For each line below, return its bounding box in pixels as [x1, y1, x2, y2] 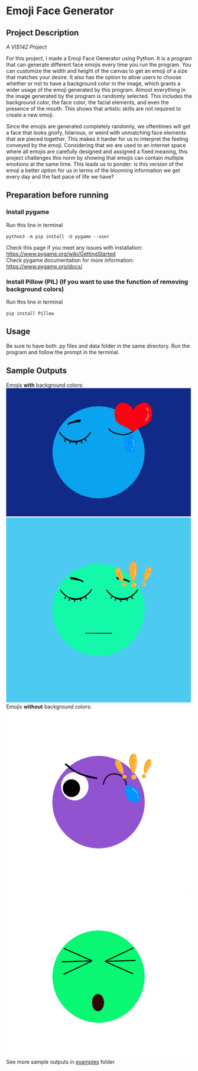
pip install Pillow [6, 310, 54, 316]
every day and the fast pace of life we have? [6, 173, 114, 180]
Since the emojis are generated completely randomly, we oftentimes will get [6, 123, 191, 130]
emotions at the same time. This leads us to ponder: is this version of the [6, 161, 183, 167]
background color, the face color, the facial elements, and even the [6, 99, 170, 106]
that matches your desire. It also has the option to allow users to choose [6, 74, 181, 80]
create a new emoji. [6, 111, 54, 118]
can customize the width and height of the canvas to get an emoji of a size [6, 67, 188, 75]
